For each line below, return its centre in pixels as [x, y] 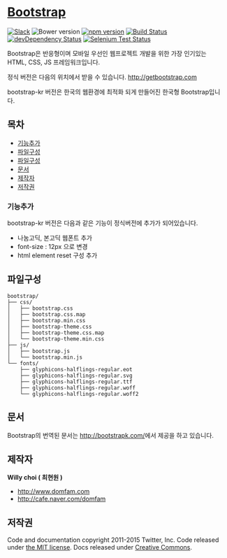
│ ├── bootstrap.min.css [46, 320]
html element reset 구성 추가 [57, 255]
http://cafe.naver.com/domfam [61, 499]
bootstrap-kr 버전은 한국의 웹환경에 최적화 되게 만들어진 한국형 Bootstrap [108, 92]
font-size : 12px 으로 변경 [52, 247]
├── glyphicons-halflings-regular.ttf [76, 382]
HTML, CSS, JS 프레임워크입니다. [54, 62]
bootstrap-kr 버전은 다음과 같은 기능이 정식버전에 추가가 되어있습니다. [103, 223]
